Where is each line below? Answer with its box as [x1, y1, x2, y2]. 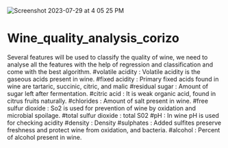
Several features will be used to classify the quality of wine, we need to [7, 53, 208, 61]
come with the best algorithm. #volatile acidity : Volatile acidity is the [7, 67, 201, 75]
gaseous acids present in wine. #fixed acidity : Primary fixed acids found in [7, 75, 219, 83]
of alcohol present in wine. [7, 133, 82, 141]
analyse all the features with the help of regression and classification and [7, 60, 214, 69]
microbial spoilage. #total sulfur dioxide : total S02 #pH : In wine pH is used [7, 111, 219, 119]
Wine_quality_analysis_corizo [7, 31, 179, 46]
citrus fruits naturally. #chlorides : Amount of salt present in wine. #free [7, 97, 209, 105]
